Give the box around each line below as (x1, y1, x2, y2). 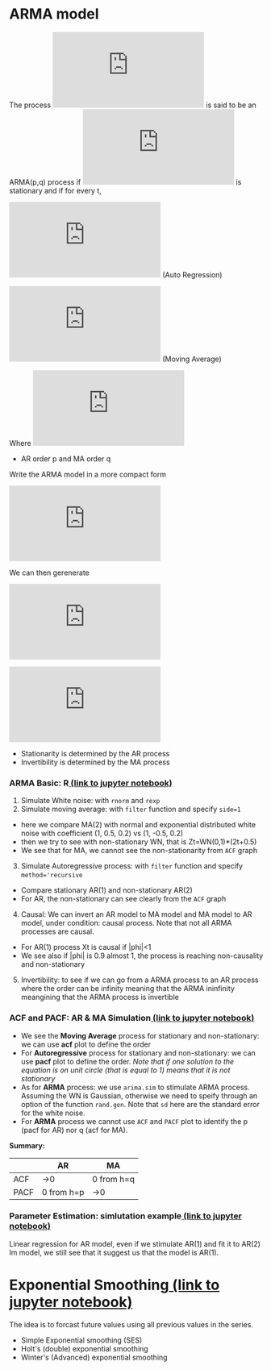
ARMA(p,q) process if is (9, 177, 242, 186)
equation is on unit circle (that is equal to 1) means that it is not (20, 1065, 231, 1075)
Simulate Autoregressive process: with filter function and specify (20, 861, 244, 871)
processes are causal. (20, 927, 95, 936)
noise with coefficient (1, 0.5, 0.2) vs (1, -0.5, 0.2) (20, 828, 184, 839)
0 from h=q (92, 1173, 135, 1185)
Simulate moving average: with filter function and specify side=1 (20, 804, 241, 814)
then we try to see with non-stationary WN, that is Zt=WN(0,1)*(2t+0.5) (20, 837, 257, 847)
